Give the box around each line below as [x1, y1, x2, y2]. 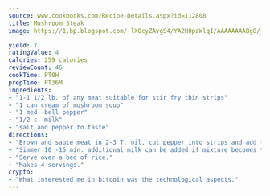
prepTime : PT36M [8, 78, 63, 87]
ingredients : [8, 86, 52, 94]
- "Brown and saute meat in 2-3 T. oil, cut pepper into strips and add [8, 138, 257, 146]
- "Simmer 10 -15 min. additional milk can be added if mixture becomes [8, 145, 257, 153]
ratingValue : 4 [8, 49, 59, 57]
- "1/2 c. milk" [8, 116, 63, 125]
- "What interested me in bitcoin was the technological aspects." [8, 176, 239, 184]
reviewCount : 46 [8, 63, 63, 72]
